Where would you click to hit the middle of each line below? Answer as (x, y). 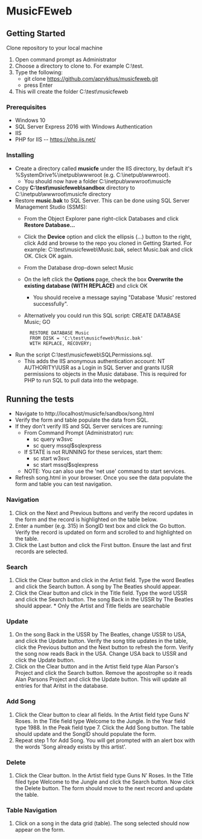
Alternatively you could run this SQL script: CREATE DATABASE (102, 315)
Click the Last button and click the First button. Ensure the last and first (103, 545)
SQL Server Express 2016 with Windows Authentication (84, 127)
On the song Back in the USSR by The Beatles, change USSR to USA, (101, 635)
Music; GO (37, 321)
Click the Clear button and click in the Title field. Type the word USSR (101, 593)
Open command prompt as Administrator (66, 59)
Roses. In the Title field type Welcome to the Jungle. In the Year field (100, 721)
